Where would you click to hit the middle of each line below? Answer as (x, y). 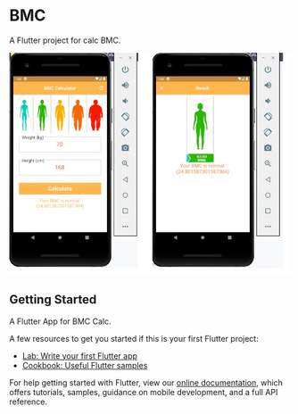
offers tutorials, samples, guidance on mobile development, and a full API (144, 392)
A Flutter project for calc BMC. (65, 40)
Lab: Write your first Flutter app (80, 356)
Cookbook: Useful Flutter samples (85, 365)
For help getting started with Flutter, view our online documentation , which (146, 382)
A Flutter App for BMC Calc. (60, 321)
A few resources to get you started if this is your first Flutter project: (134, 338)
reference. (28, 402)
